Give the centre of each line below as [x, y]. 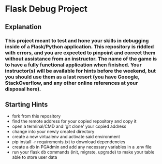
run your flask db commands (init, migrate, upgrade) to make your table [83, 152]
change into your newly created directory [53, 132]
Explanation [23, 27]
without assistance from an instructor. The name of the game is [81, 59]
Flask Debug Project [46, 9]
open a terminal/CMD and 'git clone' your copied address [69, 126]
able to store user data [34, 157]
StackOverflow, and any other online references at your [72, 83]
